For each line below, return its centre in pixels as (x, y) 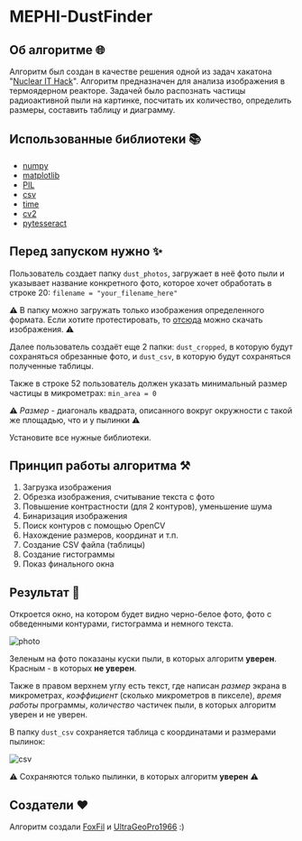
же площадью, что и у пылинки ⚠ (75, 420)
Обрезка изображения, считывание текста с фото (119, 497)
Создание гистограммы (69, 555)
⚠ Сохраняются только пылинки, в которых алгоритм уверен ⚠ (134, 777)
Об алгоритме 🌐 (57, 50)
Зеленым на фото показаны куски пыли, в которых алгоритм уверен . (143, 659)
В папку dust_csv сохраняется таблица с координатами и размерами (143, 732)
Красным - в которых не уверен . (73, 669)
